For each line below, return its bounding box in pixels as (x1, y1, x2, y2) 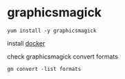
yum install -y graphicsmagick (7, 27, 97, 34)
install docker (7, 39, 46, 47)
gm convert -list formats (7, 65, 81, 72)
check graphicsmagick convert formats (7, 52, 118, 61)
